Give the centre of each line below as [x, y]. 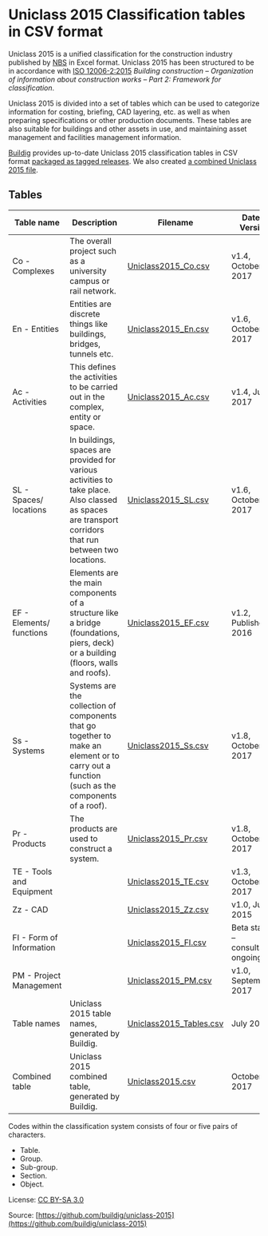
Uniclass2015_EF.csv [168, 623]
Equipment [33, 891]
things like [89, 324]
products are [94, 828]
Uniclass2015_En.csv [168, 329]
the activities [94, 377]
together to [91, 736]
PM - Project [37, 975]
